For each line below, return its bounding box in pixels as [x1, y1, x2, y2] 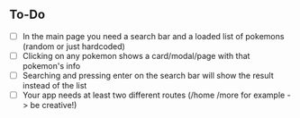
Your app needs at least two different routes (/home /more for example [22, 89, 286, 100]
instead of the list [22, 80, 87, 90]
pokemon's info [22, 60, 81, 71]
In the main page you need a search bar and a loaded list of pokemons [22, 30, 285, 41]
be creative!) [30, 100, 77, 111]
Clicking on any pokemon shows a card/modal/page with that [22, 50, 250, 61]
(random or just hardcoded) [22, 40, 126, 52]
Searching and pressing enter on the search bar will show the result [22, 70, 274, 80]
